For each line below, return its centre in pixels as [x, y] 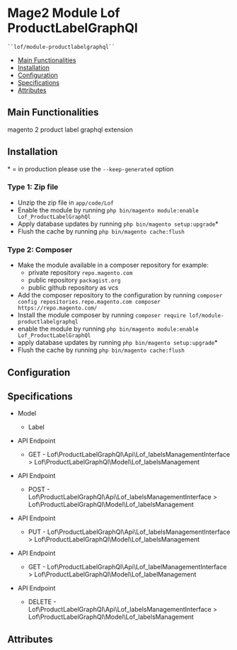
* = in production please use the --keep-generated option [91, 169]
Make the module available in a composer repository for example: [113, 265]
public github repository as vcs [73, 287]
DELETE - [42, 602]
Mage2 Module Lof [64, 13]
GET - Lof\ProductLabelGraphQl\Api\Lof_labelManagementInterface [127, 567]
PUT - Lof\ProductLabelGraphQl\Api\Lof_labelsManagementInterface [129, 532]
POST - [39, 489]
